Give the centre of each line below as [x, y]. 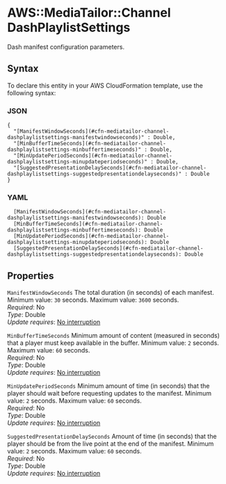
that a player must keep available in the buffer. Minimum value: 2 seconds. [113, 343]
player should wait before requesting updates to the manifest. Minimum [110, 394]
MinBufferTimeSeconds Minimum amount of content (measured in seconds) [114, 336]
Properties [31, 276]
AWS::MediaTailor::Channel [89, 13]
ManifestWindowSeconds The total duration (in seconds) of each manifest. [111, 293]
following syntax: [32, 92]
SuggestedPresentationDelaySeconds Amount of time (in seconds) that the [112, 437]
